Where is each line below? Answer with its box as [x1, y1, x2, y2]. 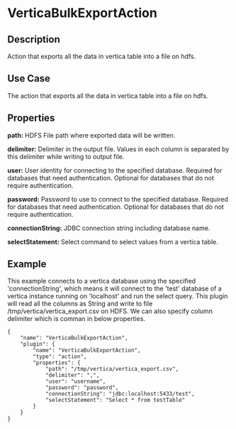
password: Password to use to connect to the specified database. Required [7, 195, 229, 203]
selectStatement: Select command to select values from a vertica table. [7, 237, 218, 246]
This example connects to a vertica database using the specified [7, 277, 196, 286]
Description [7, 33, 60, 45]
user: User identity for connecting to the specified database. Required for [7, 165, 223, 175]
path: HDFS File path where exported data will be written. [7, 131, 176, 139]
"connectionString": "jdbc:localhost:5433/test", [45, 391, 195, 398]
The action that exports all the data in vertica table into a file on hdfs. [7, 91, 208, 100]
